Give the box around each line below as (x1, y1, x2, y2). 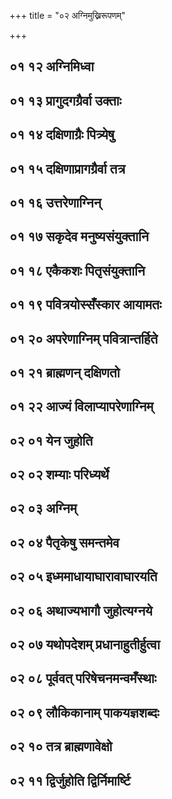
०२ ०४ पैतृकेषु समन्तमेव (9, 534, 120, 551)
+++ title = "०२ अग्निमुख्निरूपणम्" (9, 10, 126, 21)
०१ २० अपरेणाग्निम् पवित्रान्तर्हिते (9, 330, 159, 347)
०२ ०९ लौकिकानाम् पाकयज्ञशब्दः (9, 704, 160, 721)
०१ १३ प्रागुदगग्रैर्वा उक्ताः (9, 92, 122, 109)
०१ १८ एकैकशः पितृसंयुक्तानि (9, 262, 146, 279)
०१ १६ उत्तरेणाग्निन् (9, 194, 102, 211)
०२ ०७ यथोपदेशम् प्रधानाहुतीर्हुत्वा (9, 636, 161, 654)
